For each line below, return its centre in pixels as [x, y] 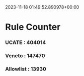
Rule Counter [33, 27]
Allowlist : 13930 [26, 69]
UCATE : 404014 [26, 42]
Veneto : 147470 [25, 56]
